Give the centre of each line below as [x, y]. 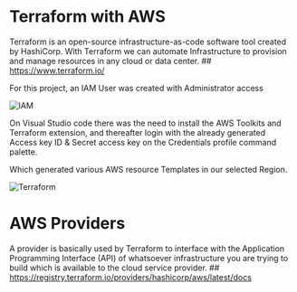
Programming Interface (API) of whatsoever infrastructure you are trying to [149, 258]
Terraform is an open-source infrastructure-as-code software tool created [148, 42]
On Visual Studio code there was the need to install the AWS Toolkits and [146, 123]
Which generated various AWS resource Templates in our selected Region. [148, 169]
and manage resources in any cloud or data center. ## [110, 61]
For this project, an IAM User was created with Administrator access [137, 88]
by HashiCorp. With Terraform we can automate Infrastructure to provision [148, 51]
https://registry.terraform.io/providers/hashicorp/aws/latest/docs [130, 277]
